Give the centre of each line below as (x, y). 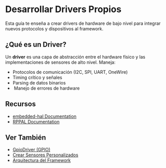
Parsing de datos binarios (39, 82)
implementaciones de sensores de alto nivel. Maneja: (61, 62)
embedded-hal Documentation (44, 116)
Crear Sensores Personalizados (45, 155)
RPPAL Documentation (36, 121)
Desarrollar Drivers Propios (63, 9)
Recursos (21, 104)
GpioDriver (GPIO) (31, 150)
